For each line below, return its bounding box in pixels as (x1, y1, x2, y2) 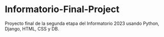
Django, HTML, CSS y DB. (5, 25, 59, 31)
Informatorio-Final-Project (5, 4, 120, 15)
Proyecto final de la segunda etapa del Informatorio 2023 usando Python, (5, 20, 159, 26)
